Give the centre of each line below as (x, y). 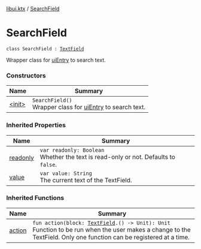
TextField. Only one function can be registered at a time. (111, 237)
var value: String (66, 173)
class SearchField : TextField (45, 49)
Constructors (26, 76)
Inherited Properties (36, 125)
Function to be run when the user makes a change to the (112, 229)
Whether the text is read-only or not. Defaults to (107, 157)
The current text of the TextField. (86, 180)
